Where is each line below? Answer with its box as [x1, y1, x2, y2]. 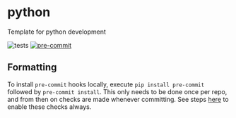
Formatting [7, 61, 57, 74]
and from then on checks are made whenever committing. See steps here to [7, 95, 229, 103]
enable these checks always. [7, 103, 92, 111]
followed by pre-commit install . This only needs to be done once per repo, [7, 87, 228, 96]
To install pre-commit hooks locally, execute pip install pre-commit [7, 80, 205, 88]
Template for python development [7, 27, 106, 36]
